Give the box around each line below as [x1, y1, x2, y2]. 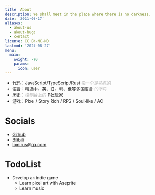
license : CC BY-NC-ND [5, 39, 49, 44]
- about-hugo [9, 30, 36, 35]
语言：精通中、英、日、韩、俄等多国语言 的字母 [12, 86, 107, 91]
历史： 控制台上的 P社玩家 [12, 92, 63, 98]
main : [9, 52, 21, 57]
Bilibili [12, 137, 24, 142]
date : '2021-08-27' [5, 16, 45, 21]
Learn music [19, 185, 45, 191]
